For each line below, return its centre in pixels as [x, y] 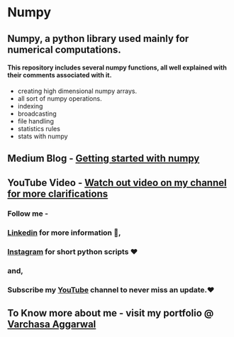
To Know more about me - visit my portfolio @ [111, 313]
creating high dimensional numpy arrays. [77, 91]
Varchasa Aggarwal [52, 324]
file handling [36, 121]
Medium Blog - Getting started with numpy [104, 159]
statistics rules [39, 128]
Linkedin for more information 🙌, [64, 233]
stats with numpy [43, 136]
